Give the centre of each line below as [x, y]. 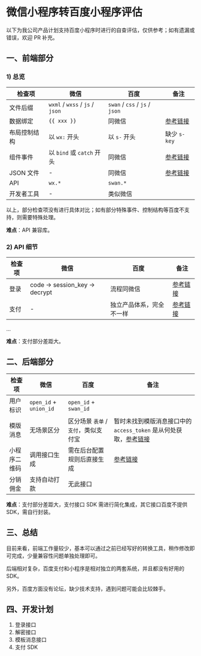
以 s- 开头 [122, 137]
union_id [42, 409]
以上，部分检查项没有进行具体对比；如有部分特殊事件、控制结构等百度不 [95, 210]
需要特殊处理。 [40, 217]
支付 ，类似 [82, 430]
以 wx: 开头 [64, 137]
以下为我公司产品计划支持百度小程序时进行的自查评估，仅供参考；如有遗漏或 [100, 30]
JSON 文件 [24, 173]
